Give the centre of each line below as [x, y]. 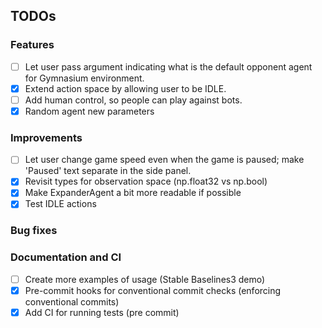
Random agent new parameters [89, 111]
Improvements [46, 137]
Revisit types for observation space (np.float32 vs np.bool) [146, 181]
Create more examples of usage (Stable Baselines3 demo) [145, 279]
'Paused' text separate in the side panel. [108, 171]
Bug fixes [34, 231]
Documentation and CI [66, 257]
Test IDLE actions [60, 204]
